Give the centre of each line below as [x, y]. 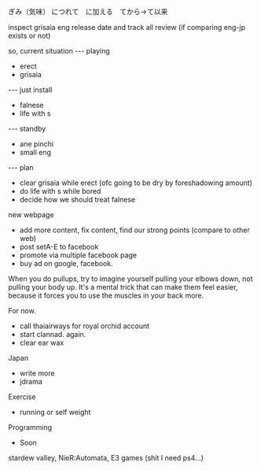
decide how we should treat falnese [77, 200]
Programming [30, 427]
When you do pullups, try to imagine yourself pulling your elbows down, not [130, 279]
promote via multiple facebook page [78, 255]
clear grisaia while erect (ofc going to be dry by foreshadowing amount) [136, 183]
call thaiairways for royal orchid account [85, 326]
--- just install [30, 90]
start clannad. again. [53, 334]
